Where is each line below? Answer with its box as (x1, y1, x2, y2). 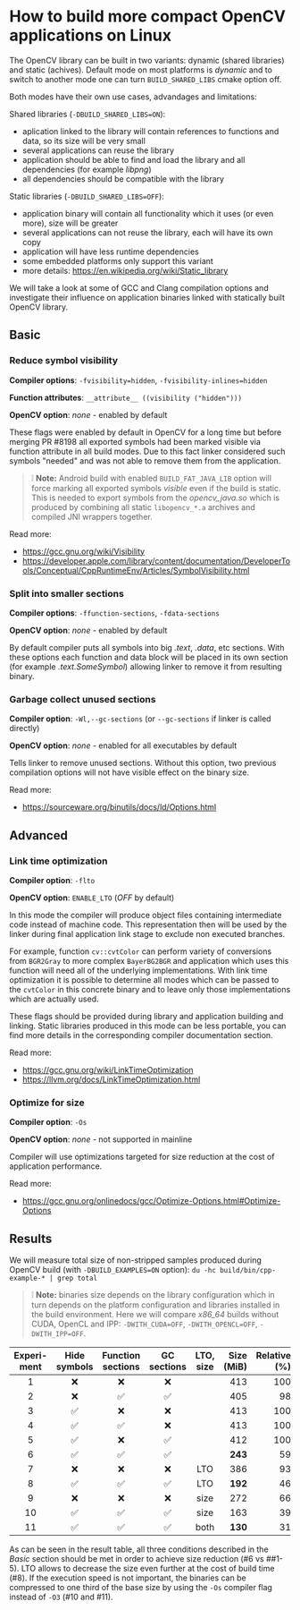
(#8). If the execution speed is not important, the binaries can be (9, 1572, 247, 1583)
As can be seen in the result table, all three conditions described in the (9, 1544, 270, 1555)
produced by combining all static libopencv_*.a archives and (30, 501, 256, 512)
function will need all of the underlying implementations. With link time (9, 965, 268, 975)
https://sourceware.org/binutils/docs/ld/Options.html (21, 802, 217, 813)
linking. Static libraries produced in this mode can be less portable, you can (9, 1020, 287, 1031)
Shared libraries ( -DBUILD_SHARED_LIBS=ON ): (9, 108, 166, 119)
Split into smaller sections (9, 587, 125, 600)
